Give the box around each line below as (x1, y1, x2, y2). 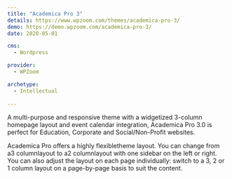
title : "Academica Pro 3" (7, 10, 83, 18)
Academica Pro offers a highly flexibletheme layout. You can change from (7, 142, 220, 150)
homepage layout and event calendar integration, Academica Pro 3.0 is (7, 121, 212, 129)
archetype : (7, 81, 39, 88)
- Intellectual (13, 87, 58, 95)
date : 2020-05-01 (7, 29, 58, 37)
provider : (7, 62, 36, 69)
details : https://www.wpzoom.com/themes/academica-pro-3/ (7, 17, 180, 24)
